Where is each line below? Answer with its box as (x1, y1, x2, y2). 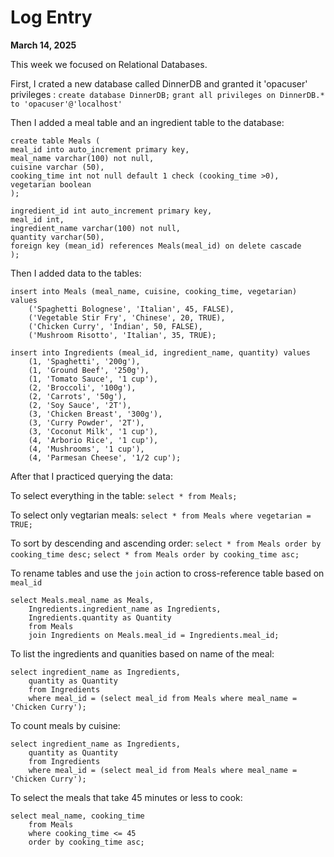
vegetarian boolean (10, 179, 92, 190)
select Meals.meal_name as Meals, (10, 595, 155, 605)
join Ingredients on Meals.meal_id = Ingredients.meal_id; (28, 630, 280, 640)
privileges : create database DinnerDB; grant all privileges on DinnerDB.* (10, 88, 325, 100)
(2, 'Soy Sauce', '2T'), (28, 400, 132, 410)
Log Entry (10, 6, 93, 29)
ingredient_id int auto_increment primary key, (10, 206, 213, 216)
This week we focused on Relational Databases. (10, 58, 208, 70)
